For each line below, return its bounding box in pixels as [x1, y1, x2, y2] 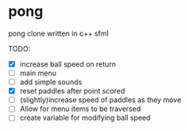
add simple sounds [19, 78, 83, 87]
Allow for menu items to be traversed [19, 104, 141, 113]
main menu [19, 68, 57, 78]
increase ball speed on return [19, 59, 117, 69]
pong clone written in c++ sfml [8, 29, 109, 38]
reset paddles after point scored [19, 86, 125, 96]
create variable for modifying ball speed [19, 113, 151, 123]
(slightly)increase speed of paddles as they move [19, 95, 182, 105]
